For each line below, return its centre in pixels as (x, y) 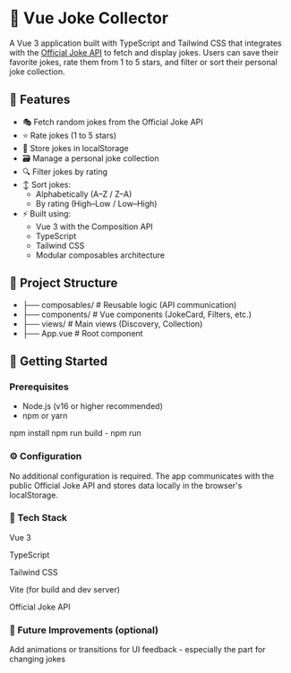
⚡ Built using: (47, 213)
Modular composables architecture (100, 255)
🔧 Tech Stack (39, 518)
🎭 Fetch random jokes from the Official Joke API (112, 122)
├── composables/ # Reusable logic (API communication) (129, 304)
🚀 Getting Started (59, 361)
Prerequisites (39, 387)
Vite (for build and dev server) (65, 589)
